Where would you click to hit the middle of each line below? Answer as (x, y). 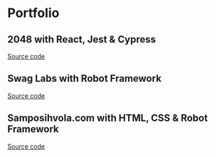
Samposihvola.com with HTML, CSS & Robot (107, 118)
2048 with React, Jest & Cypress (82, 39)
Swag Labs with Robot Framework (84, 78)
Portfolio (33, 13)
